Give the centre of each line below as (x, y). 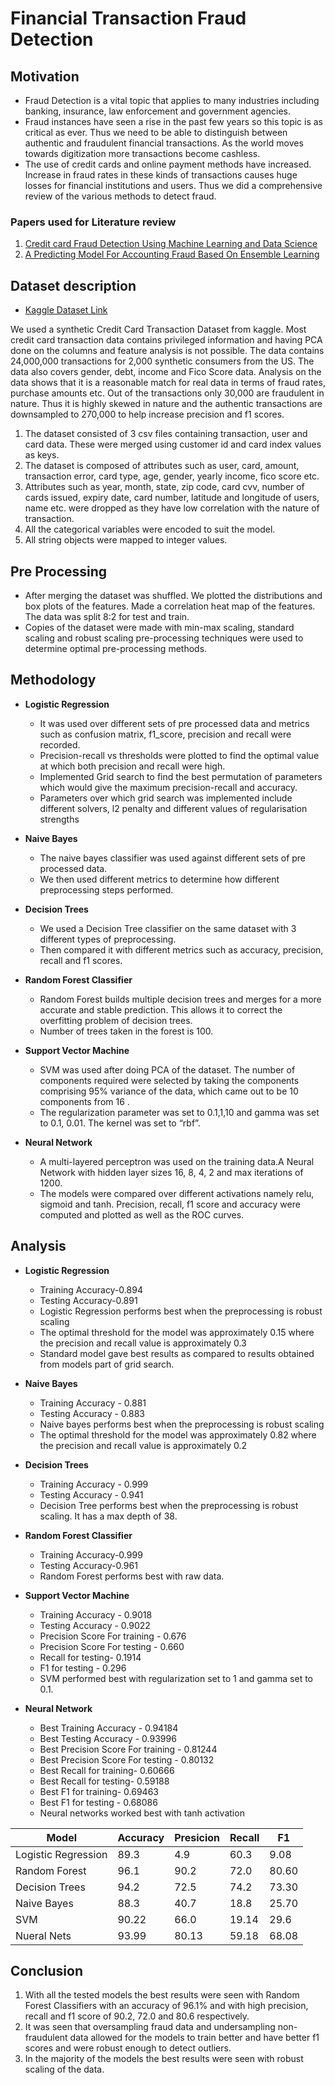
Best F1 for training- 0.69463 (99, 1791)
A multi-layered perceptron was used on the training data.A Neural (177, 1161)
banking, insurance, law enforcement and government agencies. (158, 111)
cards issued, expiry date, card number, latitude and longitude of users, (172, 498)
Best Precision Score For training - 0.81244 (128, 1749)
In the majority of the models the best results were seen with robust (164, 2059)
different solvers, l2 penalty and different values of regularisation (173, 808)
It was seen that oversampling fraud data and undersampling (150, 2027)
